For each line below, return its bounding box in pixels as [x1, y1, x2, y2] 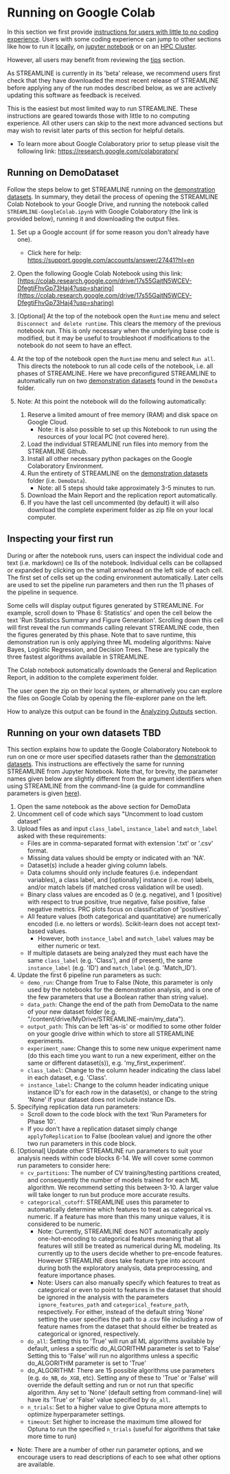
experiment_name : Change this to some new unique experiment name [27, 1044, 222, 1052]
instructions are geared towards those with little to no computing [7, 112, 190, 120]
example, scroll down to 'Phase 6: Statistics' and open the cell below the [7, 608, 212, 617]
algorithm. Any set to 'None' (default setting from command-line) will [27, 1389, 222, 1397]
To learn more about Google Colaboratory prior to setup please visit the [16, 139, 220, 147]
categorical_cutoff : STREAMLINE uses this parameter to [27, 1198, 190, 1207]
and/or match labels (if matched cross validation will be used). [27, 883, 204, 892]
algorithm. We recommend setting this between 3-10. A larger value [27, 1183, 219, 1191]
